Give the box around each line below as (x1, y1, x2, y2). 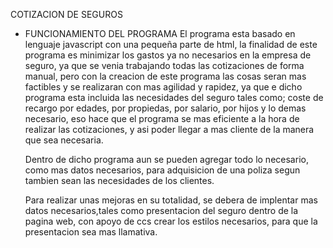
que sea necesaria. (24, 134, 104, 146)
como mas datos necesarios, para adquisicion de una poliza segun (24, 164, 301, 176)
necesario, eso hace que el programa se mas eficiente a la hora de (24, 113, 300, 124)
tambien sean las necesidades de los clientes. (24, 175, 215, 186)
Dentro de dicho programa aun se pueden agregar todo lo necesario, (24, 154, 309, 165)
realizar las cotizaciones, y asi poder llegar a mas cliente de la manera (24, 124, 315, 135)
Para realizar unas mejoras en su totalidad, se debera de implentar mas (24, 194, 318, 206)
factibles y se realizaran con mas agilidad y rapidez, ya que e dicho (24, 81, 303, 93)
